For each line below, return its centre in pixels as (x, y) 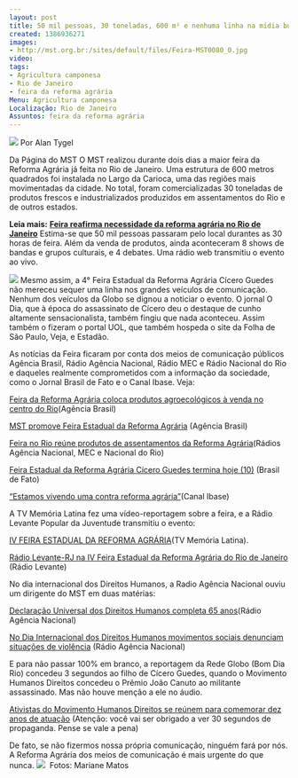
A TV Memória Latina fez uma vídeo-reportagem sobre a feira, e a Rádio (141, 514)
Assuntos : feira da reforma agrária (77, 116)
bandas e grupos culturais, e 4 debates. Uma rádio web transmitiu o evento (147, 253)
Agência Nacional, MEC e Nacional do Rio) (87, 452)
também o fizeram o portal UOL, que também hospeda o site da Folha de (142, 327)
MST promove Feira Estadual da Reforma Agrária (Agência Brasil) (129, 426)
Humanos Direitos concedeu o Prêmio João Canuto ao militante (125, 683)
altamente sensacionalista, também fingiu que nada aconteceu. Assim (137, 318)
